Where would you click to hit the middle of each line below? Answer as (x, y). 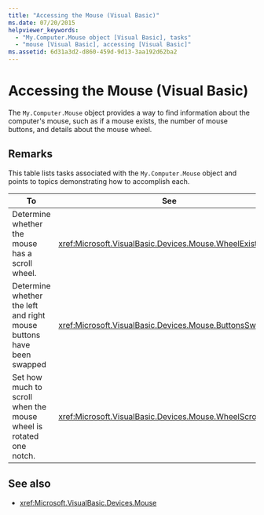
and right (29, 315)
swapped (29, 364)
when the (29, 406)
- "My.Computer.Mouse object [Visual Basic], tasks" (103, 37)
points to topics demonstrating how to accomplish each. (99, 181)
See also (29, 484)
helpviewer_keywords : (44, 30)
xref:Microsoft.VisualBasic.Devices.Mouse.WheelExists (160, 243)
